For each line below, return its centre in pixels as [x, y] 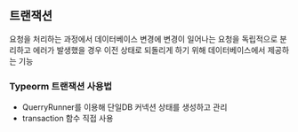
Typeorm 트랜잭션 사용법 [61, 86]
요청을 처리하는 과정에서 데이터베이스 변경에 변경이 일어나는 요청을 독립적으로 [144, 39]
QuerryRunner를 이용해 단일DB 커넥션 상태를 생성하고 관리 [125, 107]
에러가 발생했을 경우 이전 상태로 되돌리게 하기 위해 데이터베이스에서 [149, 50]
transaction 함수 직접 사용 [68, 119]
